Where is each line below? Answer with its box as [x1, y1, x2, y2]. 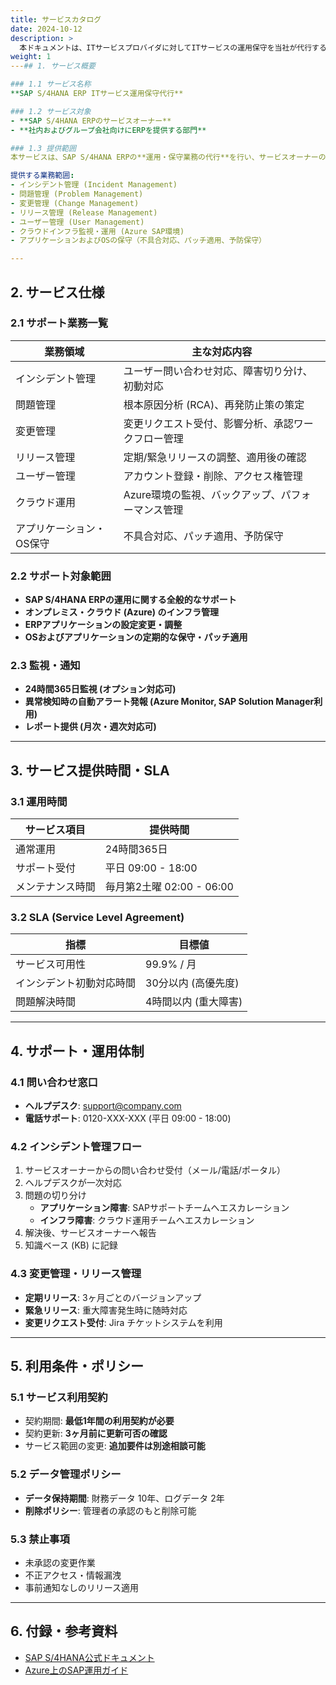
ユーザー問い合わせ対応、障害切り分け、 [123, 364, 313, 378]
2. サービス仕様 [10, 284, 105, 301]
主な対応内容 [191, 344, 253, 358]
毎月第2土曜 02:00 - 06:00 [104, 880, 234, 894]
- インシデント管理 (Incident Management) [10, 180, 178, 190]
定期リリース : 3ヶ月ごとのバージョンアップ [24, 1291, 202, 1303]
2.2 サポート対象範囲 [10, 569, 112, 583]
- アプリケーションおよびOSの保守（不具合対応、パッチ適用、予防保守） [10, 236, 267, 246]
